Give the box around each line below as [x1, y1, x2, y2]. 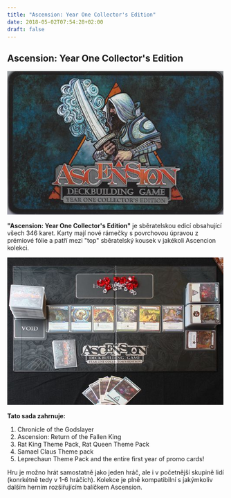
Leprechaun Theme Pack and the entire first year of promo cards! [17, 455, 205, 463]
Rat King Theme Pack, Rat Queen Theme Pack [17, 440, 150, 449]
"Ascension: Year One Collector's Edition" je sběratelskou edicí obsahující [7, 222, 222, 230]
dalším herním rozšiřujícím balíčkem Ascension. [7, 483, 143, 492]
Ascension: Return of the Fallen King [17, 433, 122, 441]
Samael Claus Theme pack [17, 447, 94, 456]
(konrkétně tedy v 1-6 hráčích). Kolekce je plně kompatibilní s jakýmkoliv [7, 476, 213, 484]
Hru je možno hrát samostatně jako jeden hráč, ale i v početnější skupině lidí [7, 468, 224, 476]
